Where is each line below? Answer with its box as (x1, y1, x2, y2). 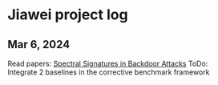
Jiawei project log (7, 6, 129, 24)
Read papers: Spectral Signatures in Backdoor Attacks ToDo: (7, 59, 208, 68)
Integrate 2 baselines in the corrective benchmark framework (7, 67, 210, 77)
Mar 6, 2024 (7, 38, 71, 51)
